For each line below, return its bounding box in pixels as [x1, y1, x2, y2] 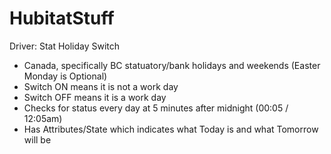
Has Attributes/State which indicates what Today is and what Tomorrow [23, 123, 319, 135]
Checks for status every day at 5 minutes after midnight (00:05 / [23, 102, 289, 114]
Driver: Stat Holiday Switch [9, 40, 121, 52]
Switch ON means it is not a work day [23, 80, 179, 92]
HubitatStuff [9, 7, 115, 30]
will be [23, 133, 52, 146]
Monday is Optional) [23, 70, 108, 82]
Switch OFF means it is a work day [23, 91, 167, 103]
